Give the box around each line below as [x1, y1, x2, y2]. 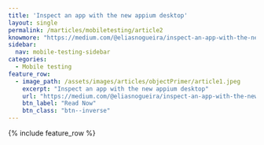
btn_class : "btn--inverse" [22, 107, 111, 115]
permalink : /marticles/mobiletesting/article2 [8, 26, 163, 34]
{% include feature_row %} [8, 128, 96, 138]
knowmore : [8, 33, 41, 42]
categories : [8, 56, 47, 64]
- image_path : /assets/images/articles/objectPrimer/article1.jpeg [15, 77, 241, 85]
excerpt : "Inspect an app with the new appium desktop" [22, 84, 210, 93]
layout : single [8, 19, 58, 27]
